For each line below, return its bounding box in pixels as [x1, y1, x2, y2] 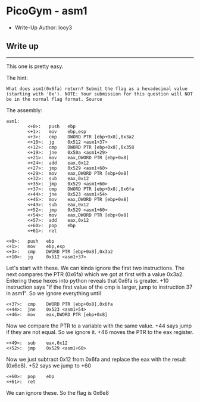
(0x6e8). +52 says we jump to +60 [6, 362, 91, 369]
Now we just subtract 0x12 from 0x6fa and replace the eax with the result [6, 355, 186, 363]
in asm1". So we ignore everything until [6, 289, 101, 296]
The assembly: [6, 106, 43, 114]
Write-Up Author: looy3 [14, 24, 73, 31]
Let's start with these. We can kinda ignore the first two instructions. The [6, 264, 185, 271]
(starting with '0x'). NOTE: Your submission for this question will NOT [6, 91, 193, 97]
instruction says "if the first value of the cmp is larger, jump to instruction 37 [6, 283, 193, 290]
